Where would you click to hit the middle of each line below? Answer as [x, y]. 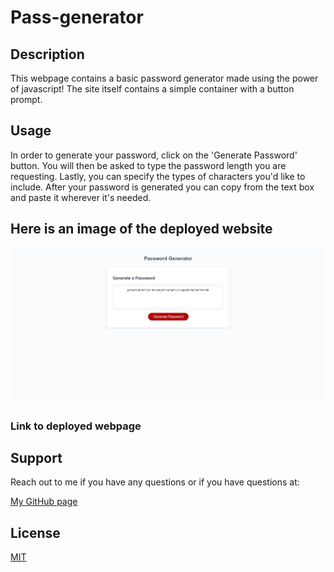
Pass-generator [77, 17]
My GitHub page [44, 502]
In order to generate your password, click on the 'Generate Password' [154, 155]
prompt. [26, 99]
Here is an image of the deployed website [141, 229]
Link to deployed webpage [76, 426]
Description [47, 54]
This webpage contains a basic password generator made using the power [164, 78]
